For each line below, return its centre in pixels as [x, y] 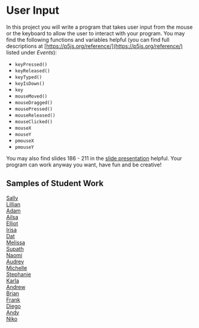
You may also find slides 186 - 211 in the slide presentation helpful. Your [94, 158]
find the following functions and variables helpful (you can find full [88, 40]
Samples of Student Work [55, 183]
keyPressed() [31, 64]
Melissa [16, 242]
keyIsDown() [30, 83]
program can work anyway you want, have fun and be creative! [84, 165]
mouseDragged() [34, 102]
